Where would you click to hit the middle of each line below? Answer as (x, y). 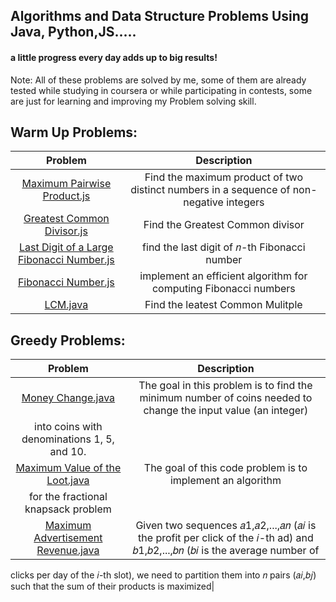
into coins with (68, 427)
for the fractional (68, 497)
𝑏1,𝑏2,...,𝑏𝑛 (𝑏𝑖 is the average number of (226, 551)
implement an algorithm (225, 481)
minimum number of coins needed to (226, 398)
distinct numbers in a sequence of (210, 190)
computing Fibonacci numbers (223, 289)
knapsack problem (68, 509)
